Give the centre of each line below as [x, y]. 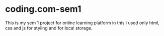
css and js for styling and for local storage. [49, 28]
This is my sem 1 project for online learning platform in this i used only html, [82, 23]
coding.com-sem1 [43, 9]
